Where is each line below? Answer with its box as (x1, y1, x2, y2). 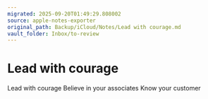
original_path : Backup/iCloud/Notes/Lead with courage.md (7, 23, 181, 30)
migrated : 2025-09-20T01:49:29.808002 (7, 10, 121, 18)
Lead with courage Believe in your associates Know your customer (7, 84, 201, 93)
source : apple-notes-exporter (7, 17, 97, 24)
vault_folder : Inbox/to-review (7, 30, 99, 37)
